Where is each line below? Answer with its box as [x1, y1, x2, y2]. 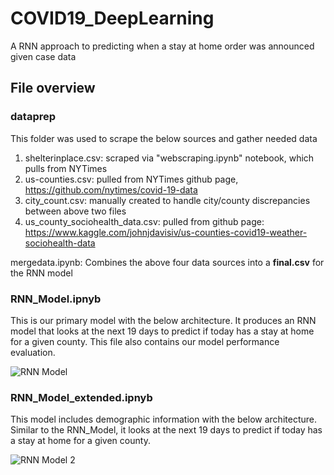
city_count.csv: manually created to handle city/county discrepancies [24, 194, 311, 206]
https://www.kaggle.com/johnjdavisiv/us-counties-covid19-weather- [24, 226, 308, 238]
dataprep [10, 110, 57, 124]
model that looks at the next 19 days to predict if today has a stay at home [10, 325, 315, 337]
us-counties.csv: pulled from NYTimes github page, [24, 173, 239, 185]
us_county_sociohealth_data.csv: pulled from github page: [24, 215, 265, 227]
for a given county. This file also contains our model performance [10, 335, 280, 347]
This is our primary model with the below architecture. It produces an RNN [10, 314, 317, 326]
